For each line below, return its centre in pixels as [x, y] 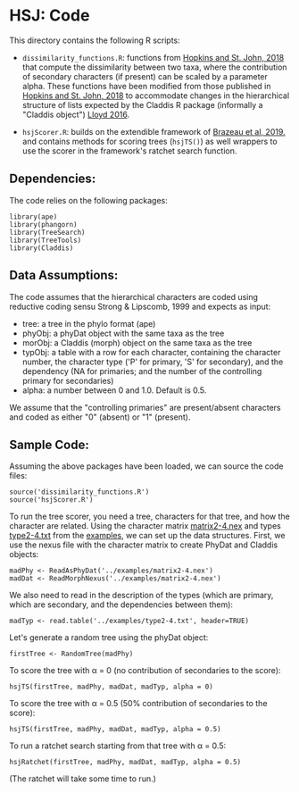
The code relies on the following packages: [88, 200]
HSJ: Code [50, 16]
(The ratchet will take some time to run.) [83, 779]
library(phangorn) [43, 224]
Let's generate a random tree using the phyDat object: [109, 638]
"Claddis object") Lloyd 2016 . [76, 114]
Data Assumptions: [64, 275]
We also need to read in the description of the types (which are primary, [141, 596]
